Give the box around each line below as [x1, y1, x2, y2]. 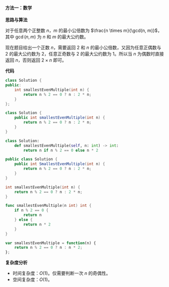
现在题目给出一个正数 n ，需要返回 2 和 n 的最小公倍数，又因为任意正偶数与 [5, 44, 161, 50]
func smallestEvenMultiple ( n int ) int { [5, 203, 92, 208]
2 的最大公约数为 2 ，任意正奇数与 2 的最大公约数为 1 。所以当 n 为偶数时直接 [5, 51, 164, 57]
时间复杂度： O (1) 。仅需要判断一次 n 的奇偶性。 [12, 270, 111, 276]
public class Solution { [5, 157, 58, 162]
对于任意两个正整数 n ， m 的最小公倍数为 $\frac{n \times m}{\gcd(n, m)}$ [5, 28, 158, 34]
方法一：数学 [5, 5, 32, 11]
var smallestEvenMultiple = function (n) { [5, 240, 96, 246]
